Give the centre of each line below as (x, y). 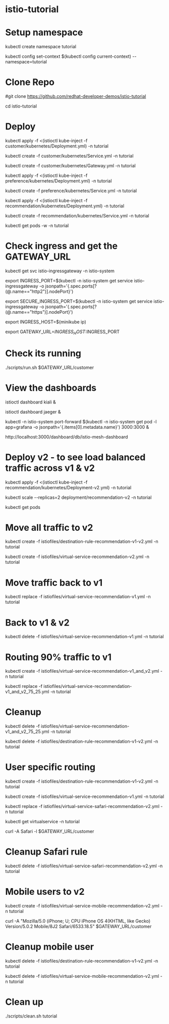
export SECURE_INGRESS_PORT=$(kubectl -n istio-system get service (79, 301)
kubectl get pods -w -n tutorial (37, 226)
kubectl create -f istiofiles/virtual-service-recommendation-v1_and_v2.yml (82, 671)
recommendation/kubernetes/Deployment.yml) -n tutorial (65, 206)
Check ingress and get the (61, 246)
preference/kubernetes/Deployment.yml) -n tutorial (59, 181)
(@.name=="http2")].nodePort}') (39, 291)
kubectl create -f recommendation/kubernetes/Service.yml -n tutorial (77, 216)
